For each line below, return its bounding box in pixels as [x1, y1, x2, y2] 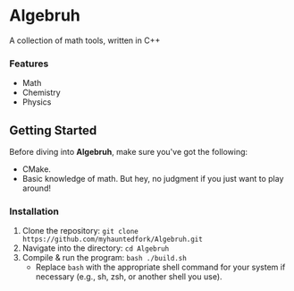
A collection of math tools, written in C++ [9, 35, 161, 46]
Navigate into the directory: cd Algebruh [21, 243, 170, 253]
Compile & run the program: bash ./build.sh [21, 252, 188, 263]
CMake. [21, 164, 52, 175]
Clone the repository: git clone [21, 226, 139, 236]
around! [21, 183, 52, 193]
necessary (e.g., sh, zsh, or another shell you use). [35, 271, 223, 282]
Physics [21, 97, 52, 107]
